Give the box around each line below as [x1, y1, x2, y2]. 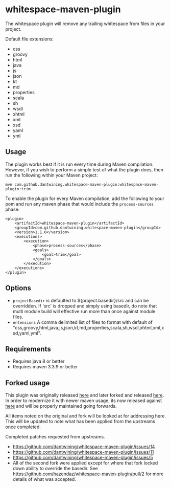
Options [5, 284, 32, 293]
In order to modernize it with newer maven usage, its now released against [5, 397, 162, 404]
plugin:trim [5, 186, 31, 191]
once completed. [5, 424, 41, 430]
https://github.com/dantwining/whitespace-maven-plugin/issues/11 [12, 449, 154, 455]
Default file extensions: [5, 36, 54, 42]
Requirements [5, 344, 51, 353]
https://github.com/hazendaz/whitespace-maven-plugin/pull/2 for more [12, 471, 164, 477]
